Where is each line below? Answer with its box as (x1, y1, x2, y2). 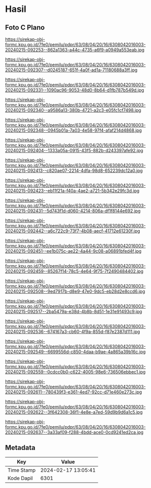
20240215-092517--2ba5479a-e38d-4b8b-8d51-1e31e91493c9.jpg (5, 309, 142, 314)
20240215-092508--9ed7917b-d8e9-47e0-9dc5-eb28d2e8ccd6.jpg (5, 288, 146, 294)
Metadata (5, 443, 36, 452)
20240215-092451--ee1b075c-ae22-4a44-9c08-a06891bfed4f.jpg (5, 248, 142, 254)
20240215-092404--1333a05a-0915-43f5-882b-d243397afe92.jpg (5, 148, 144, 153)
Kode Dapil (7, 475, 33, 482)
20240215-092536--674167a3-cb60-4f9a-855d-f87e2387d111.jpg (5, 328, 140, 334)
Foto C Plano (5, 23, 45, 32)
